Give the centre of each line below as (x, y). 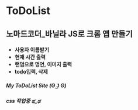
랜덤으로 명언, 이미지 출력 (43, 64)
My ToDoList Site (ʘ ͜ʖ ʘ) (36, 85)
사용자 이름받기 (32, 50)
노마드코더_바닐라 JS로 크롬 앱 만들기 (69, 34)
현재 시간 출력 (30, 57)
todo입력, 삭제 (31, 72)
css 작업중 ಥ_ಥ (23, 101)
